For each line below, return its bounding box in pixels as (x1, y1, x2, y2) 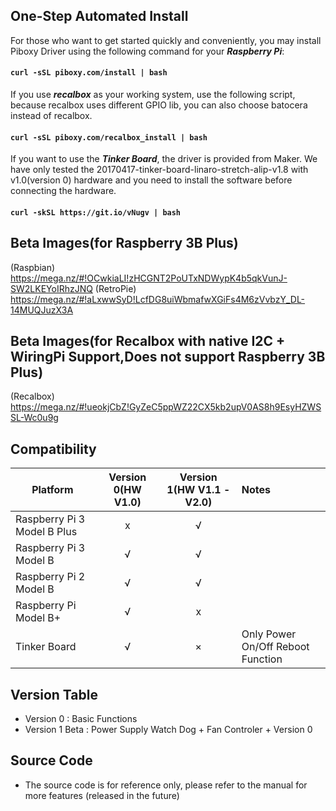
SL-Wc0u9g (10, 412, 59, 424)
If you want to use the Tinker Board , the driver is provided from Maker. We (10, 153, 318, 165)
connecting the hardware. (10, 185, 117, 197)
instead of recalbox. (10, 110, 93, 122)
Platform (31, 483, 74, 497)
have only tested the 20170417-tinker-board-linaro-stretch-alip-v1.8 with (10, 164, 309, 176)
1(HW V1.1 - (166, 483, 231, 497)
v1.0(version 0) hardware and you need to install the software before (10, 174, 293, 186)
